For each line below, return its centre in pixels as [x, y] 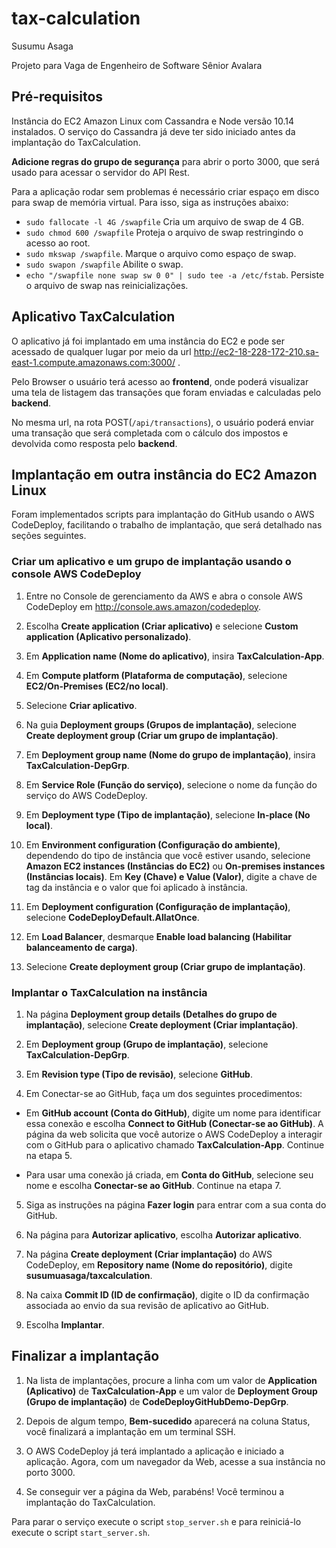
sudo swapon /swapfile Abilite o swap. [104, 264]
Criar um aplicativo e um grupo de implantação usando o [151, 562]
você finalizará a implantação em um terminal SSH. [130, 1431]
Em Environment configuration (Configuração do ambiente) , [153, 844]
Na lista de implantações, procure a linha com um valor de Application [171, 1380]
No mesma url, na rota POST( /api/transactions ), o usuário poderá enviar [162, 422]
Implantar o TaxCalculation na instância [109, 992]
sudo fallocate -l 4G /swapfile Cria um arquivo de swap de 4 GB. [165, 221]
